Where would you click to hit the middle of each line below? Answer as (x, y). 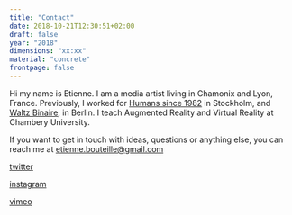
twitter (22, 166)
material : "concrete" (50, 59)
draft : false (34, 34)
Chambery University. (50, 121)
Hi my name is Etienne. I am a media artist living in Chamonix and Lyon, (141, 93)
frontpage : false (42, 68)
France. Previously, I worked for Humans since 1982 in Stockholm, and (140, 103)
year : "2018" (34, 43)
